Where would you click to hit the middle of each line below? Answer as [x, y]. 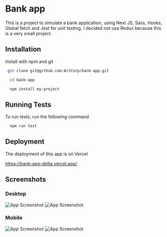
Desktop [16, 194]
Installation [23, 49]
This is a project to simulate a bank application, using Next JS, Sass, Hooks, [84, 23]
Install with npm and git [29, 62]
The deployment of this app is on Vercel [47, 154]
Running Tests [28, 105]
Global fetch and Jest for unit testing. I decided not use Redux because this [83, 28]
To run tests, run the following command [47, 117]
